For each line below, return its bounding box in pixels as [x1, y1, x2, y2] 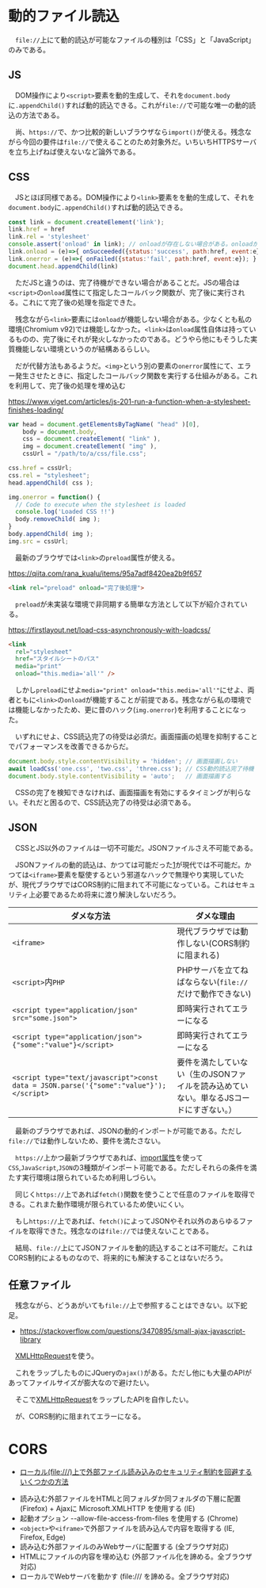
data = [12, 1081, 37, 1090]
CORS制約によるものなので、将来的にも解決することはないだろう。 [8, 1253, 228, 1262]
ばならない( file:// [177, 976, 249, 987]
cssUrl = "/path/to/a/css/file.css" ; [22, 450, 147, 458]
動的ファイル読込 [8, 7, 120, 25]
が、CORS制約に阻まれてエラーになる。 [14, 1412, 146, 1422]
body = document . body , [22, 427, 97, 436]
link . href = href [8, 225, 66, 234]
